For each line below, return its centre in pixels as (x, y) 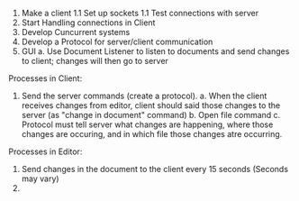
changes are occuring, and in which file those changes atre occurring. (152, 134)
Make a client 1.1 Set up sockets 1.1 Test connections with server (140, 13)
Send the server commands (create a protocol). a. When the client (144, 96)
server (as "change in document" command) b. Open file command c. (151, 115)
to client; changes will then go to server (95, 61)
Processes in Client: (45, 78)
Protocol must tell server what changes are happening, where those (147, 124)
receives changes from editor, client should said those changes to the (151, 105)
